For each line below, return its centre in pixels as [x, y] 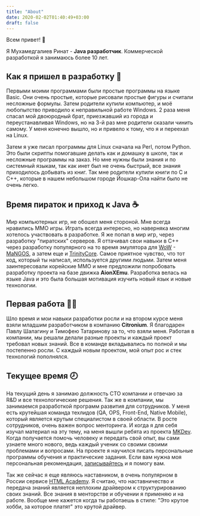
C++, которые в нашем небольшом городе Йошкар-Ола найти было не [97, 179]
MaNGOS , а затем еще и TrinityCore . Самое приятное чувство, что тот [96, 254]
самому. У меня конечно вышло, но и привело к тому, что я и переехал [98, 129]
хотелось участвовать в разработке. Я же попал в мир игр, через [90, 234]
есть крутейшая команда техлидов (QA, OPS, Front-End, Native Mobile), [97, 412]
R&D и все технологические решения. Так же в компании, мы [85, 400]
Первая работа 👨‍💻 [42, 304]
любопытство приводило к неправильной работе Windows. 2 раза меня [98, 110]
